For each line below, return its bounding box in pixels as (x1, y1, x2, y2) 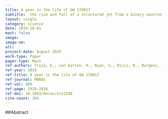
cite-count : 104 (5, 95, 39, 100)
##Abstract (5, 109, 28, 115)
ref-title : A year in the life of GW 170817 (5, 72, 99, 77)
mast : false (5, 30, 30, 35)
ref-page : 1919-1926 (5, 86, 48, 91)
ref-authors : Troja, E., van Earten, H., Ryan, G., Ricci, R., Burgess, (5, 63, 160, 68)
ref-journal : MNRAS (5, 77, 46, 82)
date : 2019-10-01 (5, 26, 41, 31)
